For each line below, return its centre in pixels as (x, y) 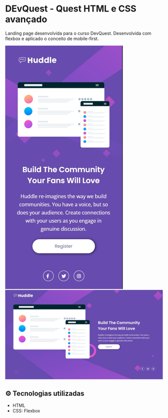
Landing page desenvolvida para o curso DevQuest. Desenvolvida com (78, 33)
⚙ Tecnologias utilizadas (45, 393)
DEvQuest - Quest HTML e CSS (71, 9)
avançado (26, 19)
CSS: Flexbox (26, 411)
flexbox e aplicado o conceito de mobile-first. (52, 39)
